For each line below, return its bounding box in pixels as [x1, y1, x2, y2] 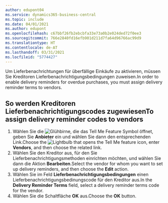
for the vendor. [12, 188, 44, 194]
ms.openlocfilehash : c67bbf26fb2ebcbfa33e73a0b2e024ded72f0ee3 [5, 31, 142, 36]
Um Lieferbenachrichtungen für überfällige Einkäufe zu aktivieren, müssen [5, 68, 161, 74]
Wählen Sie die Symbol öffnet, [12, 129, 153, 135]
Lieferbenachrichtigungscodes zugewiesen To [5, 107, 154, 115]
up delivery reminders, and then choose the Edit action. [12, 166, 129, 172]
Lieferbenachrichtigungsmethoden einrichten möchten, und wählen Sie [12, 155, 161, 161]
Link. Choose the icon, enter [12, 139, 160, 145]
